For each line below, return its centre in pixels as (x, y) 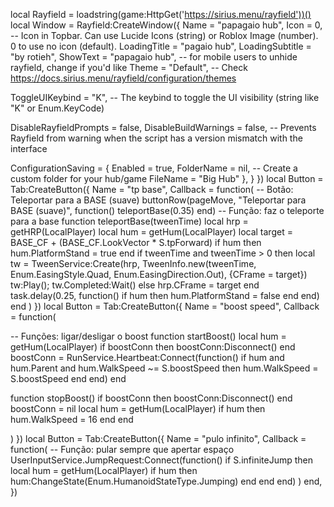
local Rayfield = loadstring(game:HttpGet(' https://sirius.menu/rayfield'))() (161, 14)
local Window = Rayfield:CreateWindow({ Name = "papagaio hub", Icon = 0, (166, 25)
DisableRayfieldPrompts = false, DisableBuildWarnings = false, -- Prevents (163, 127)
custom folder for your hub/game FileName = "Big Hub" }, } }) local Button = (167, 178)
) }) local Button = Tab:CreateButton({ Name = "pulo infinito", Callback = (158, 438)
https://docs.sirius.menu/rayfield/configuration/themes (123, 78)
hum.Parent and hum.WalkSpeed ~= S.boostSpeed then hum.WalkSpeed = (164, 368)
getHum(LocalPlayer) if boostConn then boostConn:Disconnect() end (153, 347)
